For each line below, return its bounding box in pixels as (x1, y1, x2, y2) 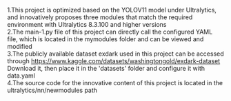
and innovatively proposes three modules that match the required (7, 13, 193, 21)
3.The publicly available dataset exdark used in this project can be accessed (7, 49, 224, 58)
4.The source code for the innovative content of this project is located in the (7, 79, 223, 87)
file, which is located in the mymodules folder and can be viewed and (7, 35, 204, 43)
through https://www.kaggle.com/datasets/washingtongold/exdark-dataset (7, 57, 221, 65)
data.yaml (7, 71, 36, 80)
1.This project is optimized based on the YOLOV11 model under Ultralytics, (7, 6, 217, 14)
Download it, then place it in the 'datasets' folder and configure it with (7, 65, 205, 72)
